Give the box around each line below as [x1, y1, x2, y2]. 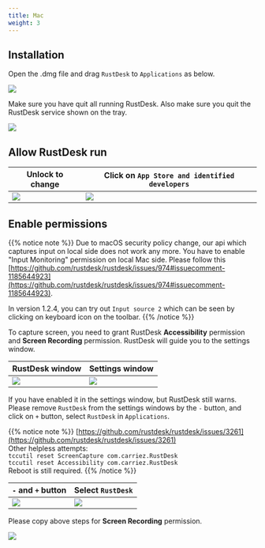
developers [148, 180, 190, 189]
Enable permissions [8, 217, 108, 230]
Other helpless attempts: [8, 444, 88, 453]
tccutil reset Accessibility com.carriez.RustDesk [8, 459, 178, 467]
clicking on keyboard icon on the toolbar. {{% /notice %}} [8, 312, 195, 321]
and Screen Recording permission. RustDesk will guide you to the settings [8, 335, 250, 345]
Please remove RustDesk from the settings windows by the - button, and [8, 402, 242, 412]
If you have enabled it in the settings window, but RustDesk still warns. [8, 395, 237, 404]
